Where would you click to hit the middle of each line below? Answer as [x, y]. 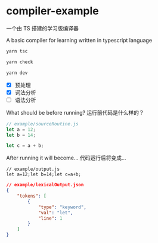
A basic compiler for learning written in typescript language [79, 40]
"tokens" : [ [32, 196]
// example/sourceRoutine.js [42, 124]
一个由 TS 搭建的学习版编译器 [42, 28]
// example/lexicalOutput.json [45, 185]
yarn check [20, 62]
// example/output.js [33, 169]
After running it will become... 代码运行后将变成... [66, 158]
